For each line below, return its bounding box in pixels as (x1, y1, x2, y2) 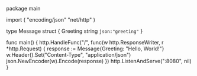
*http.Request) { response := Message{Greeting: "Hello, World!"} (6, 45, 164, 52)
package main (6, 5, 41, 12)
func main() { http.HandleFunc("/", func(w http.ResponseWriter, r (6, 39, 164, 46)
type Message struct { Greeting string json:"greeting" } (6, 27, 143, 34)
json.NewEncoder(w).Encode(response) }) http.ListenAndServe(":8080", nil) (6, 58, 192, 64)
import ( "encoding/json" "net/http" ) (6, 16, 96, 23)
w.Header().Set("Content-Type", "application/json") (6, 51, 131, 58)
